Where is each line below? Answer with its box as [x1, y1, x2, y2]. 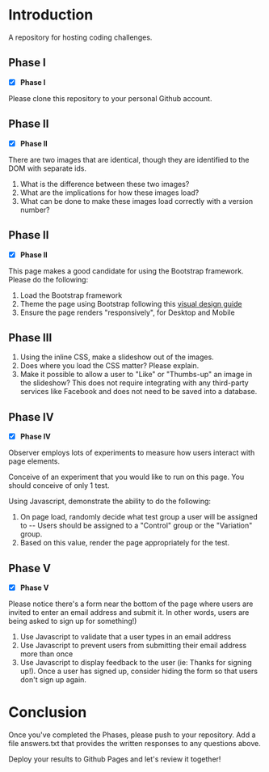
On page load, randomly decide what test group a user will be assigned [19, 512, 258, 522]
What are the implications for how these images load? [19, 188, 200, 197]
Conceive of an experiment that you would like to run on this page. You [8, 472, 245, 482]
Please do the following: [8, 274, 89, 284]
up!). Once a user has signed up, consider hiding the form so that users [19, 666, 258, 677]
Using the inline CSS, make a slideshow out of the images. [19, 352, 214, 362]
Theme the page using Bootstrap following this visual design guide [19, 299, 242, 308]
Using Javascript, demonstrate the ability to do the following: [8, 496, 212, 507]
